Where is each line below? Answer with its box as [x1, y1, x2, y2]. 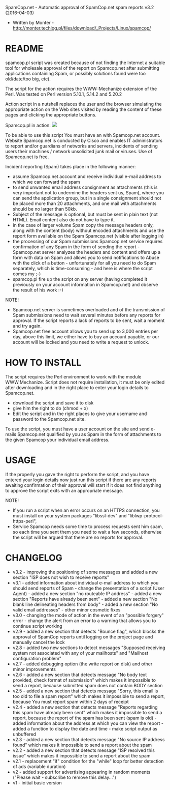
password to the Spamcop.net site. [12, 416, 86, 422]
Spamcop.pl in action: [5, 122, 51, 128]
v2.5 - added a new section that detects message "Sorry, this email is [12, 688, 158, 694]
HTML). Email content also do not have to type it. [12, 216, 115, 223]
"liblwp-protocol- [127, 512, 164, 518]
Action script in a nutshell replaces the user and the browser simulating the [5, 101, 162, 107]
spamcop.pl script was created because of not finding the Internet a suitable [5, 60, 165, 66]
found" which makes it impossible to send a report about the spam [12, 742, 152, 748]
